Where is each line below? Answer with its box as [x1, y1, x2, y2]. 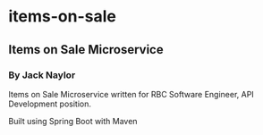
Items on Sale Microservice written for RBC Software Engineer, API [8, 89, 254, 99]
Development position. [8, 98, 91, 109]
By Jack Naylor [8, 69, 76, 81]
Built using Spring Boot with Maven [8, 115, 138, 126]
